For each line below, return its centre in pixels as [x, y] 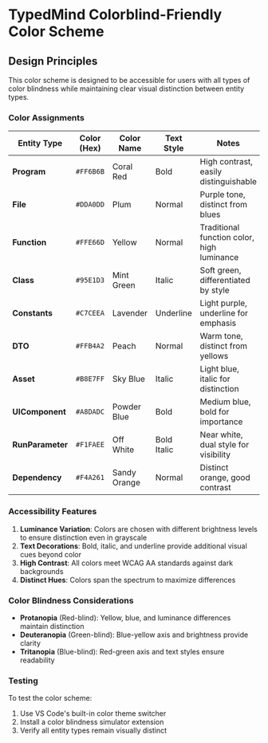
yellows [214, 356]
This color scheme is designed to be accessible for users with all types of [129, 80]
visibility [215, 454]
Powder [127, 407]
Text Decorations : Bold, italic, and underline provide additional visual [133, 546]
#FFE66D [90, 242]
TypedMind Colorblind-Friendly [115, 15]
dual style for [225, 445]
